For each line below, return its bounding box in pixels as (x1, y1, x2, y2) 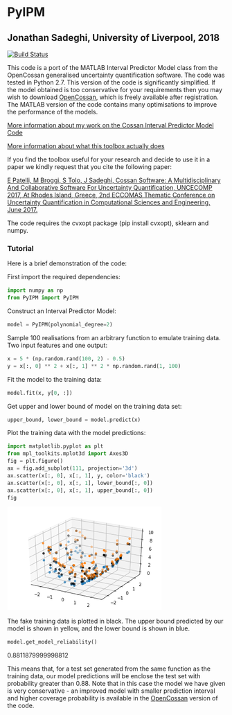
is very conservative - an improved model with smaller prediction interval (7, 687, 216, 695)
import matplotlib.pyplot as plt (7, 443, 104, 450)
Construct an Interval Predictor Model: (7, 307, 116, 315)
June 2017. (7, 206, 38, 213)
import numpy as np (7, 287, 64, 294)
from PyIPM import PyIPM (7, 294, 79, 301)
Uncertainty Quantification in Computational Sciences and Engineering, (7, 198, 211, 206)
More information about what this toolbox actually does (7, 142, 165, 150)
